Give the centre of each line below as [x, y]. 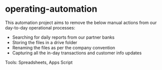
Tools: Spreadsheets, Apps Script [39, 62]
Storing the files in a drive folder [45, 42]
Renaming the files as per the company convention [64, 47]
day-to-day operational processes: [40, 27]
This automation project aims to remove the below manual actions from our [81, 23]
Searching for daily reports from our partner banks [63, 37]
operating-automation [51, 9]
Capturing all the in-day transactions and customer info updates [77, 53]
